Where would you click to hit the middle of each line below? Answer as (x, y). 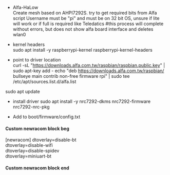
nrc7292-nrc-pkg (31, 107)
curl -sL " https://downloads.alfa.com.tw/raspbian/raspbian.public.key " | (89, 65)
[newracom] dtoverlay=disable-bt (41, 140)
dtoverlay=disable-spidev (32, 151)
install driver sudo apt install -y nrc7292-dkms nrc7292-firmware (82, 101)
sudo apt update (23, 91)
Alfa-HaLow (25, 7)
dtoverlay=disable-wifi (29, 145)
